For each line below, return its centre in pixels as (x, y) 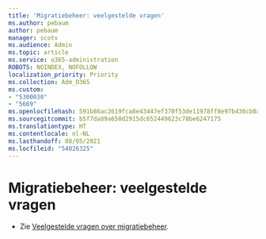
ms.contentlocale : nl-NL (49, 133)
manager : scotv (33, 38)
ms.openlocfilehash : (42, 112)
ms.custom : (26, 89)
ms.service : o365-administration (63, 60)
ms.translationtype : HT (47, 126)
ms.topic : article (38, 52)
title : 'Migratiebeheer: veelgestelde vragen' (86, 15)
